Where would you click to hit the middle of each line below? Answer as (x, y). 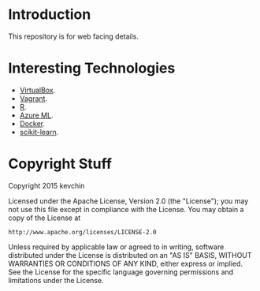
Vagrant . (33, 98)
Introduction (50, 15)
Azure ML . (36, 115)
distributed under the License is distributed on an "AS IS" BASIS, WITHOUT (130, 255)
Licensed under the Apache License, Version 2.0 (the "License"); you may (128, 201)
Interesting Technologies (92, 68)
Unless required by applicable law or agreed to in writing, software (116, 247)
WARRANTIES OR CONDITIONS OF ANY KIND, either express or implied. (125, 263)
